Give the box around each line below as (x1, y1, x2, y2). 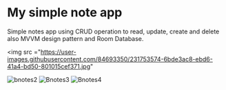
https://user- (40, 48, 77, 56)
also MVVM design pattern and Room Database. (7, 34, 144, 42)
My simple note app (7, 5, 123, 20)
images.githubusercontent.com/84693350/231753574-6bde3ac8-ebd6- (7, 55, 214, 63)
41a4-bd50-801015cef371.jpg (7, 62, 91, 70)
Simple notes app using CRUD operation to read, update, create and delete (7, 27, 220, 35)
